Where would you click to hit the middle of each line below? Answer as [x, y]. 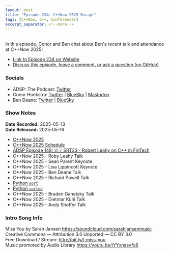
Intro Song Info [24, 218]
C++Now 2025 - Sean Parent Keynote [52, 161]
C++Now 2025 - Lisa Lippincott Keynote [55, 166]
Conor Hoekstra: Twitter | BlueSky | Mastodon [61, 94]
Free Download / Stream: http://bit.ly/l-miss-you [55, 240]
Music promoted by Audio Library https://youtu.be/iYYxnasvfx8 [72, 245]
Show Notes [21, 113]
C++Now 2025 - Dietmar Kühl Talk [49, 199]
